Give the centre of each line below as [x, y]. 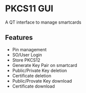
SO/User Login [27, 55]
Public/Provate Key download [42, 81]
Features [19, 38]
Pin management [29, 49]
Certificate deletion [32, 76]
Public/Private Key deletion [40, 70]
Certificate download [33, 86]
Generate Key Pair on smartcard [45, 65]
